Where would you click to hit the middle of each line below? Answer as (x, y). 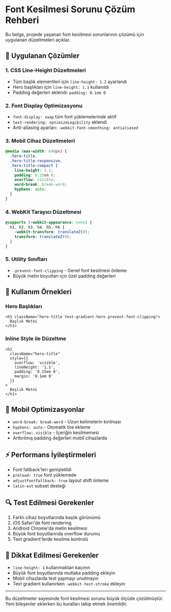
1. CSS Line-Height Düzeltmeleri (46, 70)
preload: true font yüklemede (45, 475)
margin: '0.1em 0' (34, 376)
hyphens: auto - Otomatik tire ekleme (51, 427)
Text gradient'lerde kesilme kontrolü (50, 539)
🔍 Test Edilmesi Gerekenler (50, 503)
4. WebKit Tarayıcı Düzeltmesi (43, 212)
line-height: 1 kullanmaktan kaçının (51, 567)
